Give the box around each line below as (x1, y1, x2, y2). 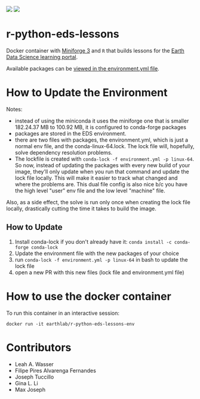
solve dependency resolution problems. (14, 149, 113, 156)
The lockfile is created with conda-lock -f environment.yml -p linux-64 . (14, 155, 194, 162)
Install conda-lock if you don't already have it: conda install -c (14, 238, 172, 245)
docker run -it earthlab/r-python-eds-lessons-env (6, 321, 135, 327)
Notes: (6, 105, 23, 113)
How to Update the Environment (6, 86, 168, 100)
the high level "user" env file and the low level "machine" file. (14, 187, 165, 194)
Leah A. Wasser (14, 360, 54, 367)
